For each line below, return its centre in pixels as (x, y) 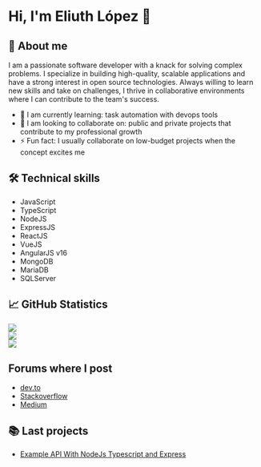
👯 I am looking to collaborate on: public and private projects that (125, 123)
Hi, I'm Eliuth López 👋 (80, 16)
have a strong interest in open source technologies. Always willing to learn (131, 82)
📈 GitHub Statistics (58, 305)
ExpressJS (38, 227)
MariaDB (34, 270)
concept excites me (52, 152)
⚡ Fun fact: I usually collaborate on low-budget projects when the (128, 141)
